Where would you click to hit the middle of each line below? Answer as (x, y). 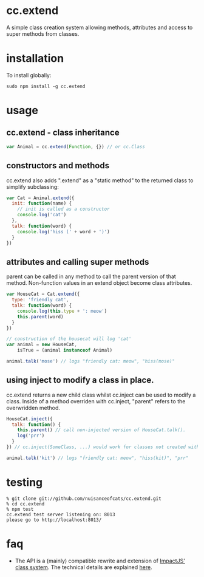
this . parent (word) (40, 316)
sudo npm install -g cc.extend (46, 86)
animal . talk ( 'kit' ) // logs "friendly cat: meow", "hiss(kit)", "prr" (97, 458)
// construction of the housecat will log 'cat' (69, 339)
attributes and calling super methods (78, 262)
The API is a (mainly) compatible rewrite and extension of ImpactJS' (100, 561)
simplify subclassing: (32, 186)
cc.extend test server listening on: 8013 (61, 514)
